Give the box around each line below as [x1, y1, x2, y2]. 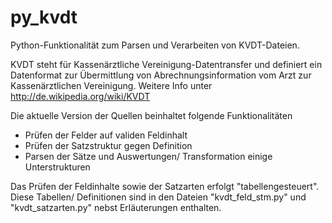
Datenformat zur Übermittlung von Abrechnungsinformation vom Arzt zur [10, 69, 312, 81]
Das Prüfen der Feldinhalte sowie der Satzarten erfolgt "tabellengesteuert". [10, 180, 320, 192]
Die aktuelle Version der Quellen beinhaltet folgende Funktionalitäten [10, 109, 293, 121]
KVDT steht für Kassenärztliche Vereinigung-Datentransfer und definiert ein [10, 58, 323, 70]
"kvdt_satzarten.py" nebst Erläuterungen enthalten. [10, 201, 222, 213]
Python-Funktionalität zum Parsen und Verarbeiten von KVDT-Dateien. [10, 39, 300, 51]
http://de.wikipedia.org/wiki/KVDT [10, 90, 151, 102]
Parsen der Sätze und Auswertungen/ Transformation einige [24, 150, 273, 162]
